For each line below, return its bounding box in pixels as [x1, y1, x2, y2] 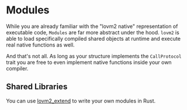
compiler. [6, 65, 29, 72]
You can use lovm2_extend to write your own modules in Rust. [6, 97, 156, 104]
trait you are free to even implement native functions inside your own [6, 59, 172, 66]
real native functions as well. [6, 41, 75, 48]
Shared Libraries [6, 82, 68, 92]
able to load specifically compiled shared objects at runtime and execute [6, 35, 181, 42]
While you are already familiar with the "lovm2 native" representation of [6, 23, 178, 30]
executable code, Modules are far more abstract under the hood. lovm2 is [6, 29, 179, 36]
